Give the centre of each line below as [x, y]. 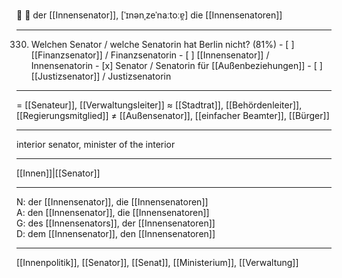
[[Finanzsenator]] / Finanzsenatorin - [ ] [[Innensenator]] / [150, 55]
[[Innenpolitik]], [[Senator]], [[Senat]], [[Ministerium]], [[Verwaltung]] [157, 262]
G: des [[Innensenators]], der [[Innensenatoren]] [116, 223]
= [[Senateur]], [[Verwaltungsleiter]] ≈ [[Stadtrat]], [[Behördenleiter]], [159, 105]
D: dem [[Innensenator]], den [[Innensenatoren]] [116, 233]
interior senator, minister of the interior [96, 144]
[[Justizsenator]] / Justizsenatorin [101, 76]
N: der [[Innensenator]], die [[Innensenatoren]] [112, 202]
